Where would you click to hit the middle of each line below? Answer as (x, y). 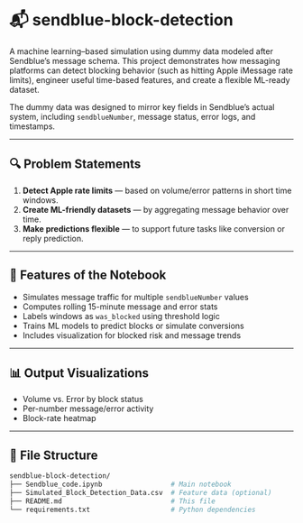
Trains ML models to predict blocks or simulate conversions (133, 326)
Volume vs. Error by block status (83, 399)
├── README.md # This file (113, 501)
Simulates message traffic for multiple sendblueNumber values (136, 297)
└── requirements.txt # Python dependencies (133, 509)
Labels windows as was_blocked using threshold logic (121, 316)
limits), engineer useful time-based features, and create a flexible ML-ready (150, 79)
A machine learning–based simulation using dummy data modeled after (141, 51)
